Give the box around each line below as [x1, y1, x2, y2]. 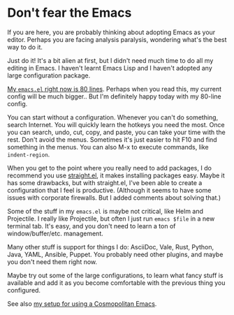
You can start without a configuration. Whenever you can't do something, [7, 113, 219, 122]
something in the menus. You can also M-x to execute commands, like [7, 142, 209, 151]
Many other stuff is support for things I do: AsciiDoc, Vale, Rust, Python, [7, 242, 214, 251]
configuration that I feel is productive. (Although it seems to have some [7, 186, 212, 194]
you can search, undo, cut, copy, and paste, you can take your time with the [7, 128, 226, 136]
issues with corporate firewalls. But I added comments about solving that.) [7, 193, 221, 202]
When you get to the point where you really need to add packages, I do [7, 163, 212, 172]
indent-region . [7, 150, 50, 159]
